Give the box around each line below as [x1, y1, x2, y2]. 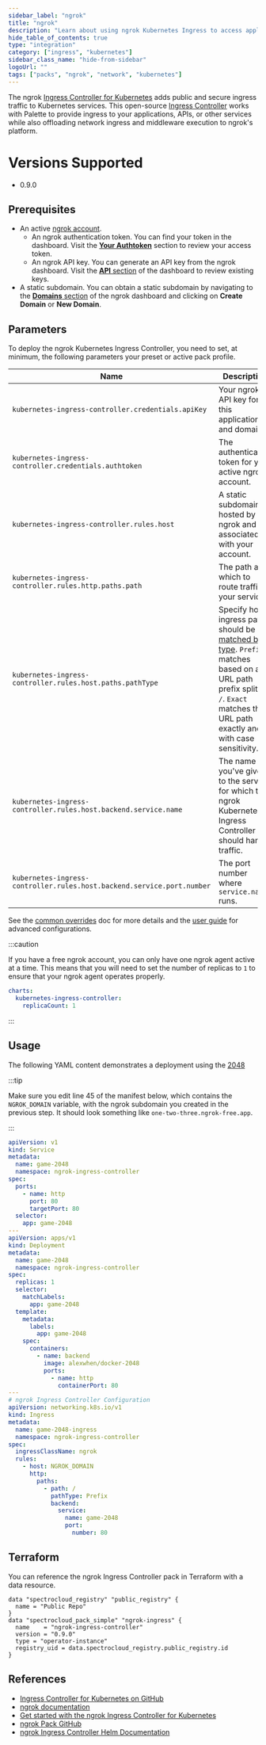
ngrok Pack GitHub [19, 1719, 82, 1728]
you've [218, 766, 244, 777]
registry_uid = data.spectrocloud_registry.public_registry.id [15, 1644, 228, 1652]
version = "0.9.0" [15, 1630, 77, 1638]
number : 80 [71, 1529, 108, 1537]
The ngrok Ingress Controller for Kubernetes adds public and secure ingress [8, 92, 257, 101]
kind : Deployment [8, 1241, 66, 1249]
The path [218, 562, 253, 573]
